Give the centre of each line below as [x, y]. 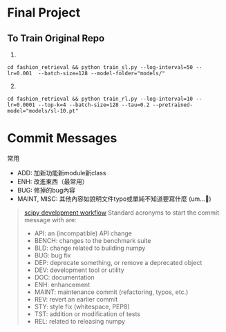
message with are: [50, 219]
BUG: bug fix [53, 255]
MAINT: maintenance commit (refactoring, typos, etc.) [111, 292]
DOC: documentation [64, 277]
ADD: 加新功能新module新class [62, 173]
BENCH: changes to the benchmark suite [93, 240]
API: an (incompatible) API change [83, 233]
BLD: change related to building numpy [90, 248]
